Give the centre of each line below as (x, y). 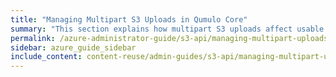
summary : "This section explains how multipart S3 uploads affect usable (167, 29)
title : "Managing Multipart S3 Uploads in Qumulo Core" (129, 19)
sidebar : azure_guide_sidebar (73, 47)
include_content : (46, 57)
